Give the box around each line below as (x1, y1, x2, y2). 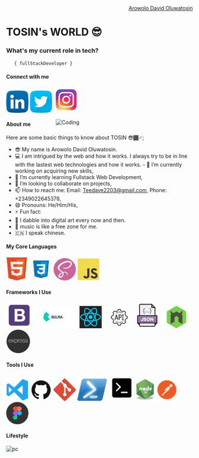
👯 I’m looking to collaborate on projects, (14, 180, 112, 187)
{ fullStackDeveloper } (14, 61, 73, 66)
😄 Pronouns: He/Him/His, (14, 201, 78, 208)
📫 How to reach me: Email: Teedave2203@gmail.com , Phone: (14, 186, 167, 193)
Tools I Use (6, 361, 34, 368)
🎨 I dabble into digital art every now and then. (14, 217, 126, 224)
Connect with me (6, 73, 49, 81)
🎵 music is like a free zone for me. (14, 222, 98, 230)
